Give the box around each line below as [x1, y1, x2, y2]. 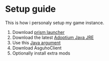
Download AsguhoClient [12, 45, 62, 51]
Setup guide [5, 3, 56, 15]
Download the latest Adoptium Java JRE [12, 34, 94, 40]
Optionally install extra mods [12, 50, 71, 56]
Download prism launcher [12, 29, 65, 35]
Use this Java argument [12, 39, 61, 45]
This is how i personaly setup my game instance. [5, 20, 105, 26]
